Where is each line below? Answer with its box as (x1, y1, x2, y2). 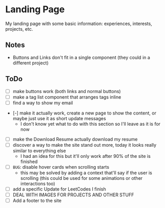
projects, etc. (5, 26, 33, 32)
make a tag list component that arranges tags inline (12, 94, 121, 100)
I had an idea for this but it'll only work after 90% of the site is (20, 153, 151, 159)
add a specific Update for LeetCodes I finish (12, 186, 106, 192)
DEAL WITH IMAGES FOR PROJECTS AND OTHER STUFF (12, 192, 134, 198)
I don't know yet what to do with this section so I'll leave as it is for (20, 121, 160, 127)
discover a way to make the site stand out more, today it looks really (12, 142, 157, 148)
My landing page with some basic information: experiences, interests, (5, 20, 152, 27)
